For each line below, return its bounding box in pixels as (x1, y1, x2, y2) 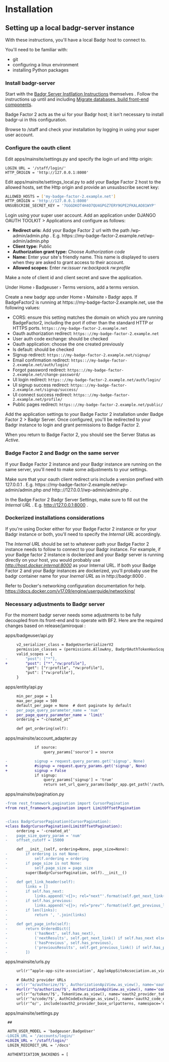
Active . (5, 437, 20, 443)
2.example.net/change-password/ (12, 372, 80, 378)
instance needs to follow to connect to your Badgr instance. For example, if (5, 546, 161, 552)
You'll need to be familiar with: (5, 47, 68, 52)
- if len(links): (5, 908, 57, 913)
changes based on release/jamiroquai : (5, 623, 86, 629)
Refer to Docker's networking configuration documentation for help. (5, 582, 146, 589)
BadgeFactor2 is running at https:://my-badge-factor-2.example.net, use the (5, 299, 163, 305)
